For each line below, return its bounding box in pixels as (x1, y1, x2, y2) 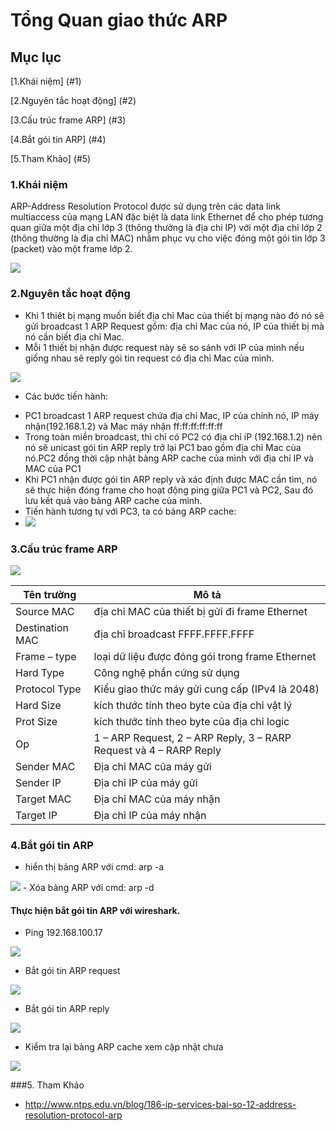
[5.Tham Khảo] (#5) (10, 153, 92, 164)
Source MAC (15, 604, 75, 618)
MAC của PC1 (24, 462, 82, 474)
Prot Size (15, 714, 58, 728)
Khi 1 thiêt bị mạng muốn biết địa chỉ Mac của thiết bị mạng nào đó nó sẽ (24, 309, 325, 321)
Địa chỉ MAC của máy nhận (93, 792, 221, 806)
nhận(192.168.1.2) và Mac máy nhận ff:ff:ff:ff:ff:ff (24, 420, 223, 432)
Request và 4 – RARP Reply (93, 743, 222, 757)
